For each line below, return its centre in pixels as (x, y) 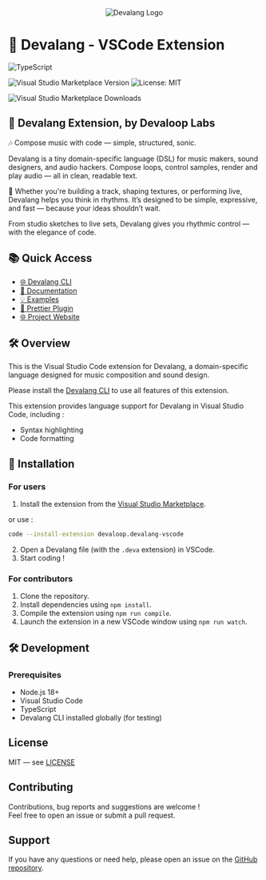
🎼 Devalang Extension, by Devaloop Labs (112, 123)
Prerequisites (35, 674)
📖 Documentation (48, 291)
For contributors (41, 578)
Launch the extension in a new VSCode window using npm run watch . (133, 622)
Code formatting (47, 439)
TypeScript (38, 709)
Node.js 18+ (40, 692)
